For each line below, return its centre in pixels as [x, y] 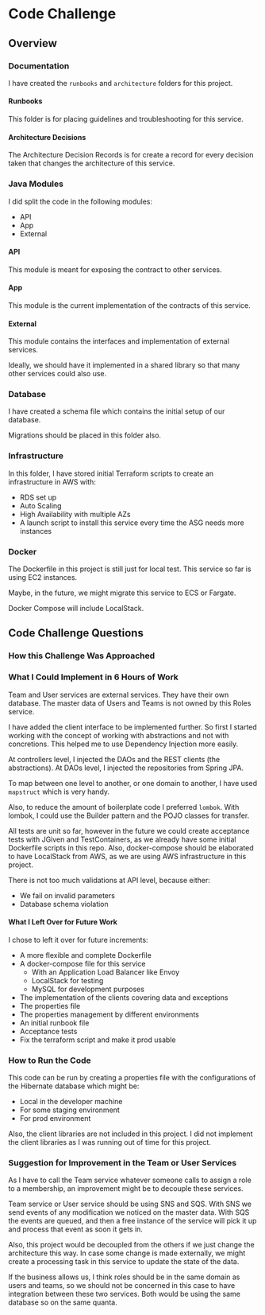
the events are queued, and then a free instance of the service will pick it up [132, 1221]
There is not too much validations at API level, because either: [109, 880]
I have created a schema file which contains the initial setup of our [117, 411]
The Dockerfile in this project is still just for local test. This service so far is [130, 569]
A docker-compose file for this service [83, 963]
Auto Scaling [40, 505]
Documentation [39, 66]
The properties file [50, 1006]
